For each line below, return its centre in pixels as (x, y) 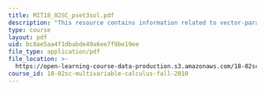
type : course (30, 30)
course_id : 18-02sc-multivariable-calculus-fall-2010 (99, 74)
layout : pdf (28, 37)
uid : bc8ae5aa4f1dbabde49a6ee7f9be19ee (74, 45)
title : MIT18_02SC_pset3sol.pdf (61, 15)
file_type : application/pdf (54, 52)
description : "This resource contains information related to (112, 23)
